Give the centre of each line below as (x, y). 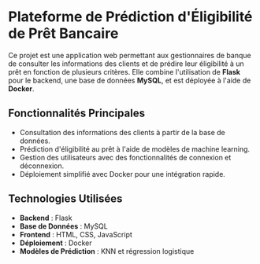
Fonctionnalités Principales (77, 114)
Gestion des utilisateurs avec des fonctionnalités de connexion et (125, 157)
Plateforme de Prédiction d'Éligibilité (130, 17)
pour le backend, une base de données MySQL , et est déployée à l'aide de (130, 80)
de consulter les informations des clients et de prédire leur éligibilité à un (126, 64)
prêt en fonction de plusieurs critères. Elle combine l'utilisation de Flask (124, 71)
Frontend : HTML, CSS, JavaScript (76, 234)
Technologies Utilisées (65, 199)
